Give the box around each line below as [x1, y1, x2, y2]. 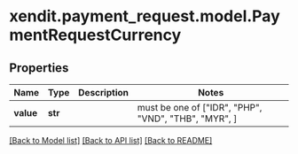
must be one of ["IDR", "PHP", [137, 102, 263, 113]
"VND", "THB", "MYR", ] [137, 112, 238, 125]
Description [78, 87, 129, 98]
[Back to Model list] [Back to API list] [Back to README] [9, 135, 213, 145]
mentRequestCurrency [9, 25, 182, 45]
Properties [9, 60, 69, 75]
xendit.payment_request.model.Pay [9, 6, 281, 27]
